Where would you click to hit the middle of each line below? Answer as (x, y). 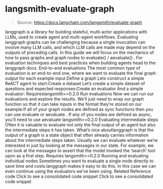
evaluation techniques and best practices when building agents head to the (80, 63)
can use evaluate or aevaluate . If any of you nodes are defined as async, (78, 114)
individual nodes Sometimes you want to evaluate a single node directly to (79, 161)
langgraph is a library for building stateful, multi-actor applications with (76, 32)
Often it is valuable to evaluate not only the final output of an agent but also (80, 124)
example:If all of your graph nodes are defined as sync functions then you (79, 109)
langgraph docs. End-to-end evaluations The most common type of (73, 68)
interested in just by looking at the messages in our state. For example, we (80, 145)
